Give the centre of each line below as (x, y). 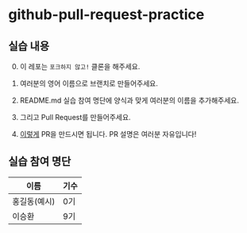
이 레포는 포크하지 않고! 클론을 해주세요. (80, 66)
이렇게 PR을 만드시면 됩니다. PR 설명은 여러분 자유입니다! (108, 134)
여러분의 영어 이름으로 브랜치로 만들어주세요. (89, 83)
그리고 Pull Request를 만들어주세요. (75, 117)
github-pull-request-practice (106, 15)
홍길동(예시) (34, 201)
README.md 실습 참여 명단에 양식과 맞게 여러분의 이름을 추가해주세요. (129, 100)
